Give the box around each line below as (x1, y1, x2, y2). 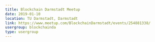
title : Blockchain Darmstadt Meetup (5, 7, 80, 12)
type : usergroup (5, 29, 38, 34)
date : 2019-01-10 (5, 12, 41, 16)
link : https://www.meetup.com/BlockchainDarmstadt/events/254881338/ (5, 20, 151, 26)
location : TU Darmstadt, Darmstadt (5, 16, 78, 21)
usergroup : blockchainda (5, 25, 56, 30)
